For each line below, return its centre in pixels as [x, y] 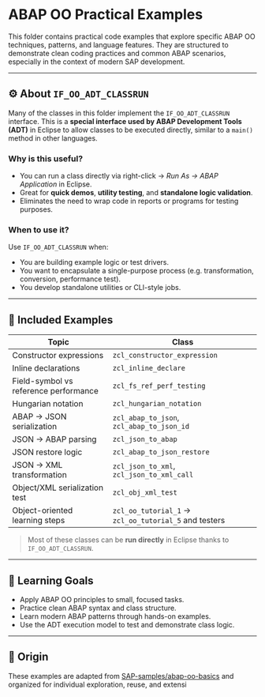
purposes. [36, 209]
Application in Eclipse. [56, 184]
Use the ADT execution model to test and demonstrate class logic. [127, 624]
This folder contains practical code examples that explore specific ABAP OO [132, 36]
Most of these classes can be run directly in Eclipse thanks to [128, 540]
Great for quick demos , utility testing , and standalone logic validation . [136, 193]
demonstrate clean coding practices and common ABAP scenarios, [117, 53]
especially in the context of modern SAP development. [97, 62]
